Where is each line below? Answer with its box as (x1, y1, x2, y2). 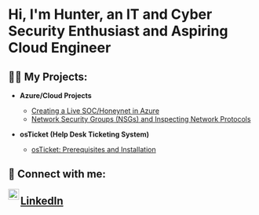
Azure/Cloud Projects (19, 91, 92, 100)
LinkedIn (20, 194, 64, 207)
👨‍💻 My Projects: (8, 70, 88, 83)
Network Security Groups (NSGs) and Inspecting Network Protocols (31, 115, 251, 123)
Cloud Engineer (8, 39, 111, 56)
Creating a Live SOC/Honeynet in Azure (31, 106, 159, 115)
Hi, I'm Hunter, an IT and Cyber (8, 5, 213, 24)
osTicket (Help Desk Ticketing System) (19, 129, 150, 139)
